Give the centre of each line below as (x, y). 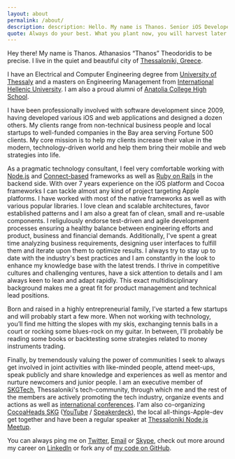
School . (18, 97)
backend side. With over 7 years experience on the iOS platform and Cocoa (116, 184)
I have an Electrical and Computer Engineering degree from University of (112, 74)
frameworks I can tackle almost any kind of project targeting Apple (103, 191)
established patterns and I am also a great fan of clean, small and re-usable (116, 213)
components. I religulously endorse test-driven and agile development (108, 221)
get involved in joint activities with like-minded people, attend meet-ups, (111, 367)
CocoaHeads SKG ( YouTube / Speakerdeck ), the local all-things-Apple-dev (115, 412)
